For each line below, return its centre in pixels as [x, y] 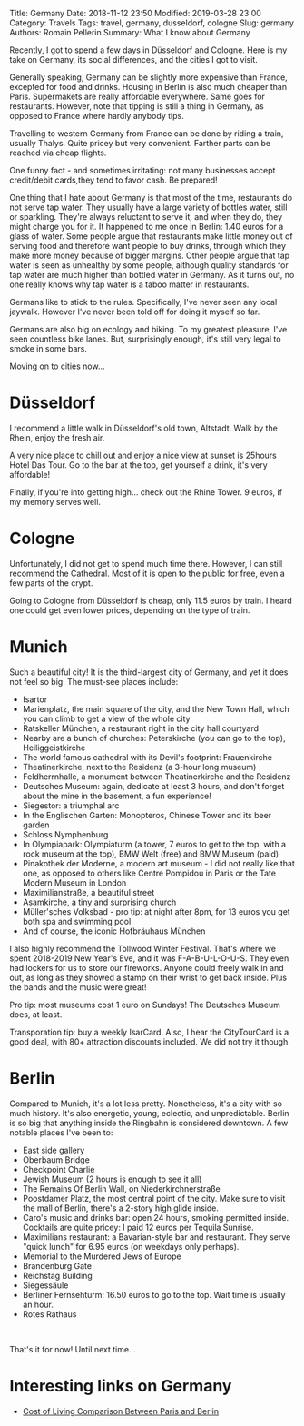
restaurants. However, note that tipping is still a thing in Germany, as [137, 106]
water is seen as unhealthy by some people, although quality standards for [149, 265]
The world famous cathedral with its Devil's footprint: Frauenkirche [147, 757]
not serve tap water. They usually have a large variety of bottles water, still [148, 207]
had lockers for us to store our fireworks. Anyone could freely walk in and [147, 967]
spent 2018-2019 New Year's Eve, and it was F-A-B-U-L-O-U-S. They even [149, 958]
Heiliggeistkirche [54, 748]
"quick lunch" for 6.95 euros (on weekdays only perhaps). [131, 1246]
